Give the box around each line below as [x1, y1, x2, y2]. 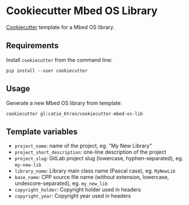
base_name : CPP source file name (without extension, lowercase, [14, 174, 169, 181]
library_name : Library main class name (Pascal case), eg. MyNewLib [14, 167, 176, 174]
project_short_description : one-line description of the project [14, 148, 166, 156]
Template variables [6, 127, 78, 137]
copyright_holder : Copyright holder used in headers [14, 186, 141, 193]
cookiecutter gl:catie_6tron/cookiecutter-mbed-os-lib [6, 111, 143, 117]
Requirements [6, 41, 59, 51]
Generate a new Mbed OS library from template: [6, 99, 122, 107]
